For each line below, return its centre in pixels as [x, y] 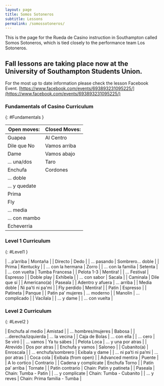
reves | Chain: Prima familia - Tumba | [43, 378]
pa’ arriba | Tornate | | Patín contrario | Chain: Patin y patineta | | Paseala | [80, 368]
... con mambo [24, 218]
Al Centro [56, 138]
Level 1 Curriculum [28, 241]
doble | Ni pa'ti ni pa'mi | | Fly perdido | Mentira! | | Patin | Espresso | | [76, 288]
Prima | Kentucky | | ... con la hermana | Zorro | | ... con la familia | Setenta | [82, 266]
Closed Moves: [63, 129]
